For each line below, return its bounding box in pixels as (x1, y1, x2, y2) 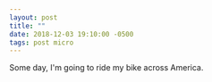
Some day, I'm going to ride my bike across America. (9, 62, 204, 73)
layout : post (9, 12, 58, 22)
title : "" (9, 21, 47, 30)
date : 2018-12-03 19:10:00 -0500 (9, 29, 134, 38)
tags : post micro (9, 37, 74, 47)
